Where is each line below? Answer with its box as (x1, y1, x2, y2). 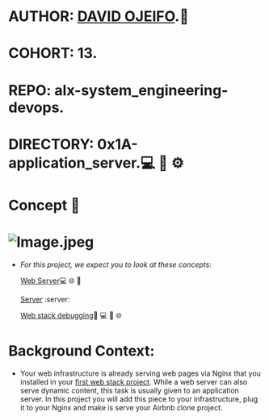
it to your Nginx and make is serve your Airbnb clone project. (19, 402, 223, 412)
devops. (8, 98, 65, 116)
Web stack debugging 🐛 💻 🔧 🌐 (19, 310, 122, 320)
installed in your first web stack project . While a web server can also (19, 376, 248, 386)
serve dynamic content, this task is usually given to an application (19, 385, 240, 395)
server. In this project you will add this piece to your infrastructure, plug (19, 394, 258, 404)
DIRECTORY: (8, 135, 95, 153)
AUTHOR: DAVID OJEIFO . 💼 (8, 7, 190, 26)
